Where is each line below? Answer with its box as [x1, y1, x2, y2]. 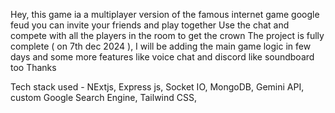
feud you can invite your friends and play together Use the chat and [10, 19, 290, 31]
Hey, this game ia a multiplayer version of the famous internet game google [10, 9, 320, 20]
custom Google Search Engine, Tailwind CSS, [10, 92, 197, 103]
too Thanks [10, 62, 57, 73]
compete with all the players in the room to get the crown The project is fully [10, 30, 325, 41]
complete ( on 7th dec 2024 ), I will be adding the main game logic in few [10, 40, 312, 52]
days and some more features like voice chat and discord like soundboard [10, 51, 315, 63]
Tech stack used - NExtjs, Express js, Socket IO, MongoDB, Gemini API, [10, 81, 305, 93]
